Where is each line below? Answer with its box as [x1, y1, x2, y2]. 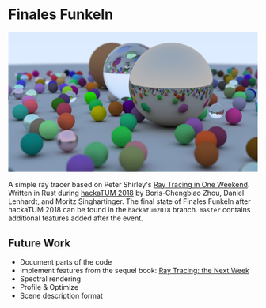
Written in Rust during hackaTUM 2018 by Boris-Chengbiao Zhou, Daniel [8, 188, 245, 198]
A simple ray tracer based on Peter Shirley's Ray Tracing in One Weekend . [8, 180, 250, 190]
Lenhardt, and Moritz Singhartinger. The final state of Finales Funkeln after [8, 197, 251, 206]
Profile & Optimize [19, 283, 79, 292]
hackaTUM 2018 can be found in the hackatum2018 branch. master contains [8, 205, 251, 215]
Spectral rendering [19, 274, 82, 284]
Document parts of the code [19, 257, 112, 267]
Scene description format [19, 291, 103, 301]
